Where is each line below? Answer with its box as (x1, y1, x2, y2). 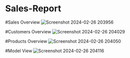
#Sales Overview (5, 19, 40, 25)
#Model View (5, 48, 32, 54)
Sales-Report (5, 3, 61, 14)
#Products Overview (5, 38, 47, 44)
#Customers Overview (5, 29, 51, 34)
